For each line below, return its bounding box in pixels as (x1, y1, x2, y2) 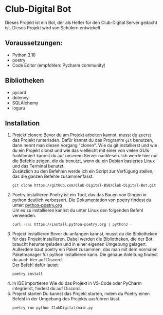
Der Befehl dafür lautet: (12, 262, 59, 268)
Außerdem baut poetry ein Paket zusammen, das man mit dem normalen (12, 247, 158, 252)
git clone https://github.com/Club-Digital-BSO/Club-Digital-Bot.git (12, 183, 157, 188)
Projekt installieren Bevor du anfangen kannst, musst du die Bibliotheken (12, 231, 158, 237)
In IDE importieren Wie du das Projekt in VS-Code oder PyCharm (12, 280, 142, 286)
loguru (12, 105, 25, 111)
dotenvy (12, 94, 29, 101)
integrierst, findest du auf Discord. (12, 286, 81, 291)
